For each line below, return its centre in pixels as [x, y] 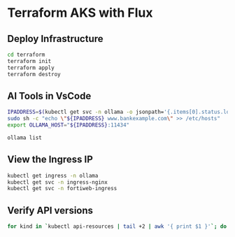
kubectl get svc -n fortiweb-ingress [62, 189]
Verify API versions [50, 210]
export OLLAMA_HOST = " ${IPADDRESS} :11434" [69, 125]
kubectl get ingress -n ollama [53, 175]
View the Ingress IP [50, 160]
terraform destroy [34, 74]
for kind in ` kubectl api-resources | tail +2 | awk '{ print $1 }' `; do [117, 227]
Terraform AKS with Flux [80, 13]
